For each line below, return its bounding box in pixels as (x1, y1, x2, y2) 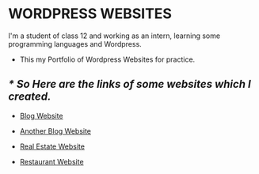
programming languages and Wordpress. (8, 39, 143, 48)
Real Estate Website (19, 142, 86, 151)
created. (8, 90, 51, 104)
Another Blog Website (19, 126, 92, 135)
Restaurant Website (19, 157, 85, 166)
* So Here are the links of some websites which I (8, 78, 251, 91)
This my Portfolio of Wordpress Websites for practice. (19, 55, 196, 64)
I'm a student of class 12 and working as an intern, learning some (8, 31, 220, 40)
